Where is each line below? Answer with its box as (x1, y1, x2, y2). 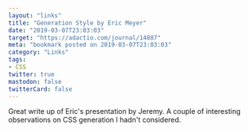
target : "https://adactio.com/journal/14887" (8, 33, 161, 42)
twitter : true (8, 70, 55, 78)
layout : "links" (8, 11, 62, 20)
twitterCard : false (8, 85, 73, 93)
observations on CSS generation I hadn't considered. (8, 115, 181, 125)
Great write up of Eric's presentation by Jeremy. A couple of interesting (8, 107, 241, 116)
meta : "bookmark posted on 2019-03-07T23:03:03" (8, 41, 172, 49)
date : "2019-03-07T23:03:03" (8, 26, 105, 34)
